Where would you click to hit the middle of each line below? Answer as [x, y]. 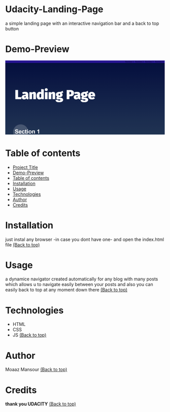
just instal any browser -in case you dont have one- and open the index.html [85, 239]
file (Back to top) [23, 244]
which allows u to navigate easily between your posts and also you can [79, 284]
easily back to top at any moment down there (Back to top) [66, 290]
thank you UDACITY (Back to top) [41, 404]
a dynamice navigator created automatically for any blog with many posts [82, 279]
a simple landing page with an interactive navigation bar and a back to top [82, 23]
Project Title [25, 167]
